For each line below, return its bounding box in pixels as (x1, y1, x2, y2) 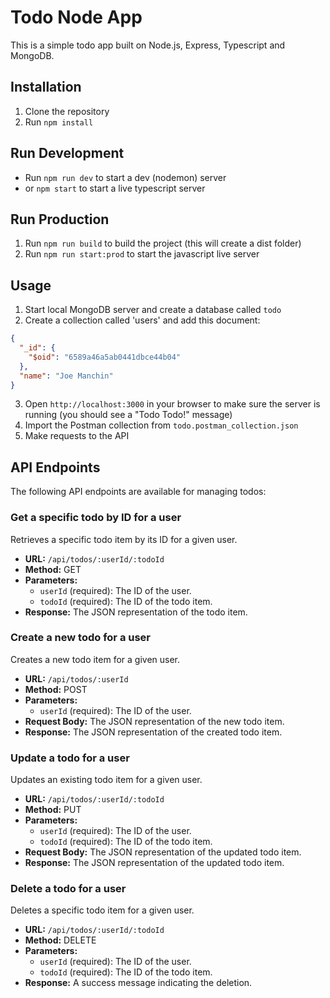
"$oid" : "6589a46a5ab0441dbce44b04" (28, 352, 182, 362)
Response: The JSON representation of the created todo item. (24, 726, 283, 738)
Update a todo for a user (10, 751, 130, 765)
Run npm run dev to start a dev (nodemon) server (24, 171, 227, 183)
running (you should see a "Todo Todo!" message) (24, 409, 233, 421)
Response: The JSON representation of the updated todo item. (24, 857, 285, 869)
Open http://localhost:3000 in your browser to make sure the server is (24, 398, 321, 410)
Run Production (10, 211, 110, 228)
